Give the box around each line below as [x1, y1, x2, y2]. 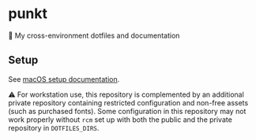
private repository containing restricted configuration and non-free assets [8, 98, 249, 107]
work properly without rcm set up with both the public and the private [8, 115, 233, 124]
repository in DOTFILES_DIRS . [8, 123, 100, 132]
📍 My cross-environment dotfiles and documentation [8, 31, 180, 40]
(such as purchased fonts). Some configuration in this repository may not [8, 106, 247, 116]
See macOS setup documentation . [8, 74, 120, 83]
